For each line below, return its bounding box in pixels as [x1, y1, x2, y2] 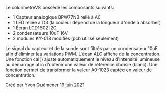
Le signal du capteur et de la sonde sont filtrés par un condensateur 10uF [5, 45, 158, 51]
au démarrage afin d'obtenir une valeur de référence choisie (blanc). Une [5, 62, 158, 67]
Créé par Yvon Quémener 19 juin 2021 [5, 82, 85, 88]
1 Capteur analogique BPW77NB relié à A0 [12, 14, 101, 20]
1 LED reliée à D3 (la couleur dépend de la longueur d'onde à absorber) [12, 20, 161, 25]
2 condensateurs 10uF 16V [12, 30, 68, 36]
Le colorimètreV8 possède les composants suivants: [5, 5, 114, 10]
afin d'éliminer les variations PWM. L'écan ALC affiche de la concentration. [5, 51, 161, 57]
